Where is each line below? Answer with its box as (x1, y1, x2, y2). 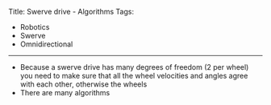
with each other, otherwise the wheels (19, 79, 148, 89)
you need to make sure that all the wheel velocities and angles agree (19, 71, 248, 80)
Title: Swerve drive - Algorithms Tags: (8, 7, 135, 16)
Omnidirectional (19, 39, 73, 49)
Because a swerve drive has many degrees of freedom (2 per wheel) (19, 63, 249, 71)
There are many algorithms (19, 88, 110, 97)
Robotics (19, 22, 50, 31)
